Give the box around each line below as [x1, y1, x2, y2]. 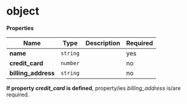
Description [85, 38, 120, 47]
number [61, 60, 80, 66]
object [6, 4, 40, 18]
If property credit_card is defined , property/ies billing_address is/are [6, 84, 182, 92]
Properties [6, 24, 34, 32]
